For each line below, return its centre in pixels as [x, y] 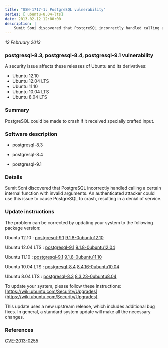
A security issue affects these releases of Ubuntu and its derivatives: [76, 66]
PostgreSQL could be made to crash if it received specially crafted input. [80, 121]
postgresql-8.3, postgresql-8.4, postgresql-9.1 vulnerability [79, 55]
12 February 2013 [23, 42]
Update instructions [30, 212]
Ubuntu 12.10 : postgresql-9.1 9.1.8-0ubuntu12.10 [54, 237]
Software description [31, 134]
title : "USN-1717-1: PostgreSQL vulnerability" [56, 10]
